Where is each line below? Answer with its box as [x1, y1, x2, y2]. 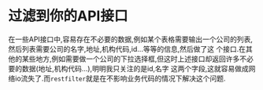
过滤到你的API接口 [8, 7, 128, 25]
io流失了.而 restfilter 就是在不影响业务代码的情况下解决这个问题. [14, 74, 226, 83]
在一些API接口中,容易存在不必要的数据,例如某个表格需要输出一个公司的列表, [8, 34, 254, 44]
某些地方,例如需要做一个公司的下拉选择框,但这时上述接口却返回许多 [21, 54, 240, 63]
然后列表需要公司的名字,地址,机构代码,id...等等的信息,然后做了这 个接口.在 [8, 44, 246, 53]
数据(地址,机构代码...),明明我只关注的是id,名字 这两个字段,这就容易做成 [21, 63, 250, 73]
